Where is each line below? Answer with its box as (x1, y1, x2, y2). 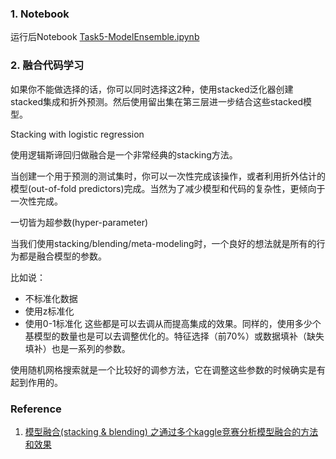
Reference (10, 402, 62, 416)
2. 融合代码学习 (10, 58, 85, 72)
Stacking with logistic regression (10, 128, 145, 140)
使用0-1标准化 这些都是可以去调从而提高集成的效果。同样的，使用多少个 (24, 317, 322, 329)
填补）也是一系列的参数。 (24, 342, 131, 354)
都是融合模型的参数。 (18, 250, 107, 262)
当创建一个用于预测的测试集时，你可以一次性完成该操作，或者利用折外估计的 (10, 170, 326, 182)
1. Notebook (10, 7, 70, 21)
